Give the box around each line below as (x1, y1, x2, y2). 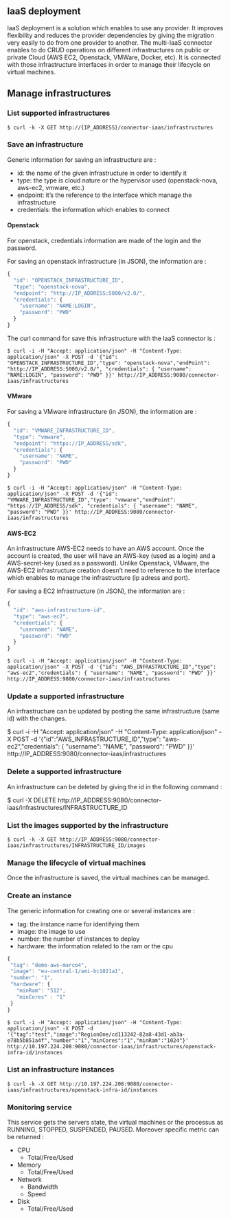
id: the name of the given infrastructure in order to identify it (16, 169, 187, 177)
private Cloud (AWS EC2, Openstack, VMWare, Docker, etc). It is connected (7, 53, 221, 61)
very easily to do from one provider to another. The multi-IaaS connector (7, 38, 213, 47)
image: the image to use (16, 927, 86, 935)
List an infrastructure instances (7, 1065, 115, 1074)
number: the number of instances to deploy (16, 935, 140, 943)
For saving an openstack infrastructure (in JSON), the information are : (7, 258, 207, 265)
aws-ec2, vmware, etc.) (16, 183, 84, 191)
